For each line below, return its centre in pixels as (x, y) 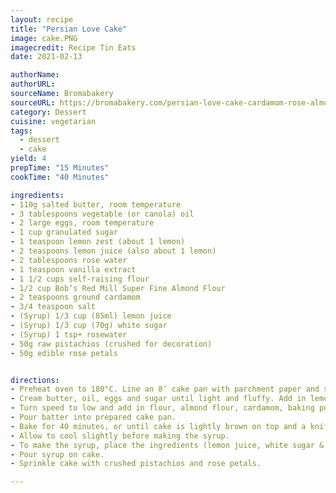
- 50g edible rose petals (64, 353)
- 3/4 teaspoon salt (53, 307)
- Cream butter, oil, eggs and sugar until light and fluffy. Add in (158, 399)
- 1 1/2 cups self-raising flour (80, 279)
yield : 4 (28, 159)
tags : (21, 131)
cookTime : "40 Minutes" (60, 177)
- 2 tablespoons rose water (69, 260)
